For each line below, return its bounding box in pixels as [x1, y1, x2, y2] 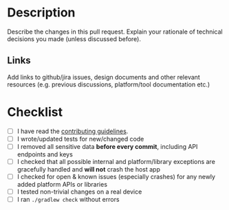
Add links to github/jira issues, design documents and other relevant [7, 73, 201, 81]
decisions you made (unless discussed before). [7, 34, 141, 43]
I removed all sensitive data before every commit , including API [17, 142, 198, 150]
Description [7, 5, 76, 21]
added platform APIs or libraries [17, 180, 108, 188]
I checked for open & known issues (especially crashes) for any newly [17, 172, 215, 180]
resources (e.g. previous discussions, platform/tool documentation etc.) [7, 80, 210, 89]
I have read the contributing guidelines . [17, 127, 129, 135]
